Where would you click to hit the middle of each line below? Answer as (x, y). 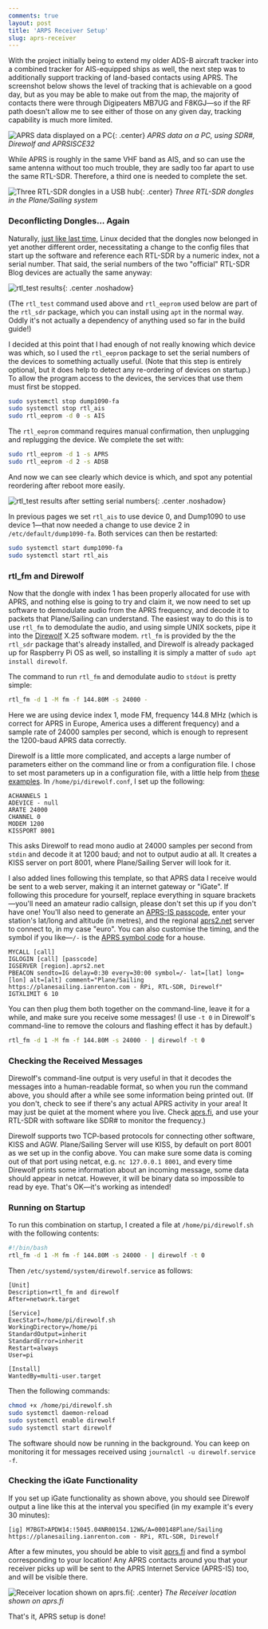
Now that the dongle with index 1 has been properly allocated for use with (129, 593)
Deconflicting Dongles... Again (69, 221)
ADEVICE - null (33, 803)
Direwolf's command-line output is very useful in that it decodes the (120, 1078)
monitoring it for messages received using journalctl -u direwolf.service (132, 1451)
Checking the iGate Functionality (73, 1481)
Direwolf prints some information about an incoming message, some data (129, 1170)
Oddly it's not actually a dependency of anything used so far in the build (127, 320)
